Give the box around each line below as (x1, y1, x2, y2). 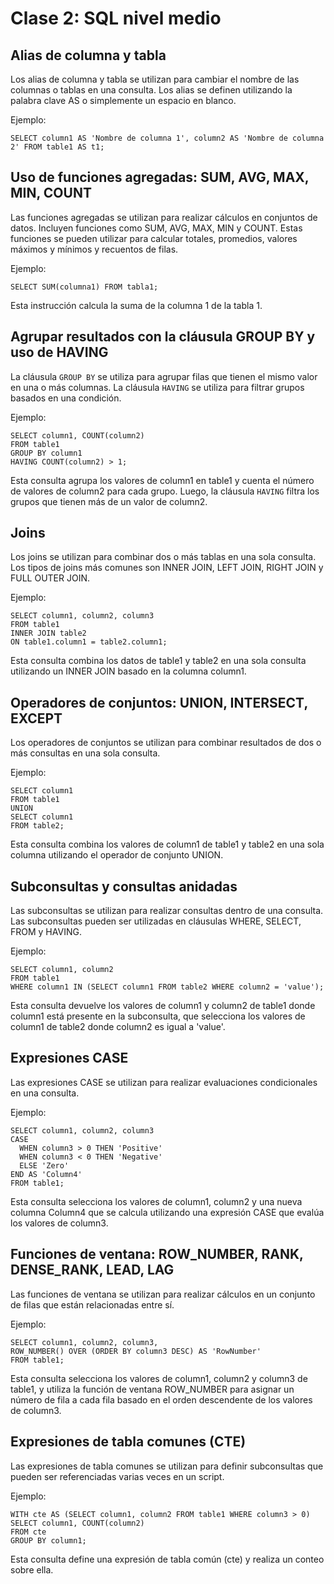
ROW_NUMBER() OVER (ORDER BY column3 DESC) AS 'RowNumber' (10, 1346, 262, 1356)
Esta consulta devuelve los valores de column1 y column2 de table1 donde (10, 1000, 316, 1012)
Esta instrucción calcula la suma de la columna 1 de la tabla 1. (10, 299, 263, 311)
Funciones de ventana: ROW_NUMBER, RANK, (10, 1246, 304, 1263)
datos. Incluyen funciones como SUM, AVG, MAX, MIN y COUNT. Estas (10, 222, 303, 234)
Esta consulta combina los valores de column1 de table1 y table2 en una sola (10, 838, 325, 851)
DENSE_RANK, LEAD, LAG (10, 1262, 175, 1279)
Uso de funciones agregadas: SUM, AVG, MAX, (10, 169, 310, 186)
